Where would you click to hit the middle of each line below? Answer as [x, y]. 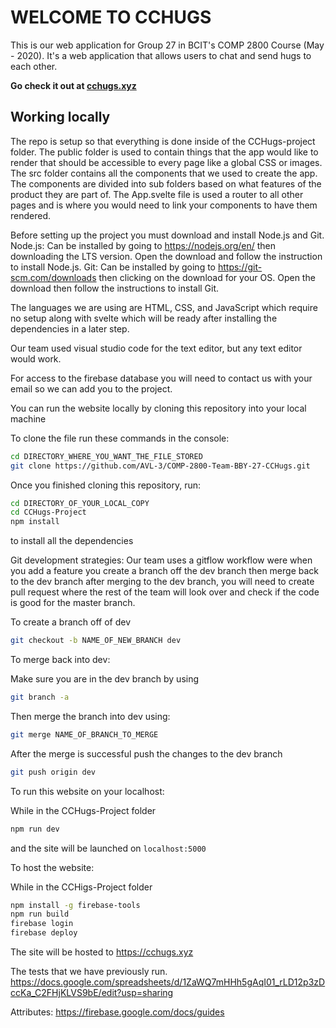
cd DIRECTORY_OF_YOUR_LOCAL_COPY [80, 503]
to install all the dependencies [72, 541]
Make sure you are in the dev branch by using [105, 679]
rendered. [31, 215]
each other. [34, 66]
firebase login [42, 924]
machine [28, 418]
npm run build [40, 914]
